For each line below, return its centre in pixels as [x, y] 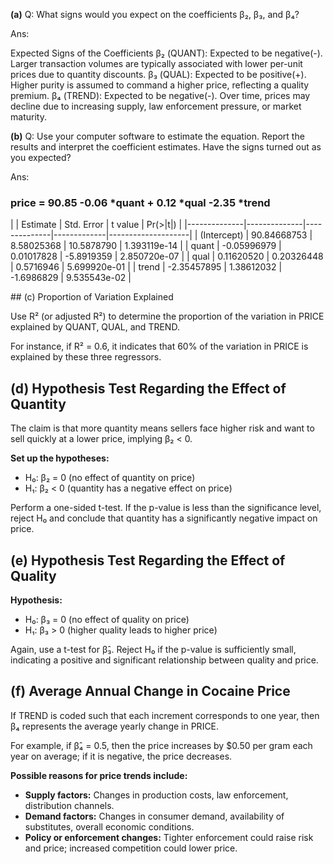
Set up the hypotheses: [60, 458]
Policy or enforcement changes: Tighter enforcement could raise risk [169, 837]
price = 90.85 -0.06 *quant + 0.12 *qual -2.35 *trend [140, 202]
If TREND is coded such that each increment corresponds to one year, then [165, 715]
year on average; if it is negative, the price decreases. [121, 756]
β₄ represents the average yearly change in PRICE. [115, 726]
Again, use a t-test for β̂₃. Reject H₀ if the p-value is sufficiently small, [153, 649]
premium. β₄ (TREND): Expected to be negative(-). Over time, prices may [160, 95]
